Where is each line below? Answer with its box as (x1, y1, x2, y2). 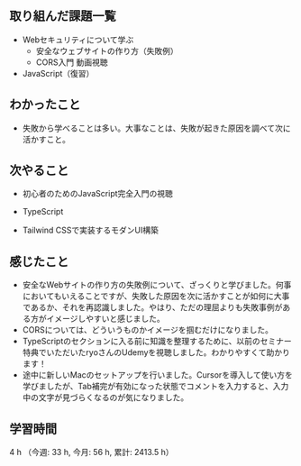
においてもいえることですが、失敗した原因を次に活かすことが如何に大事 (22, 291, 290, 302)
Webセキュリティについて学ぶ (22, 34, 134, 45)
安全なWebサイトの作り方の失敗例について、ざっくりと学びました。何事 (22, 279, 292, 290)
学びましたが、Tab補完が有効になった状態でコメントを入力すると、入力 (22, 381, 289, 392)
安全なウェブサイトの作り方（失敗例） (35, 45, 178, 56)
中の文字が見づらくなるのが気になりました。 (22, 392, 189, 403)
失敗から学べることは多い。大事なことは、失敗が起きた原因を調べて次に (22, 123, 291, 133)
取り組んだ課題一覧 (9, 8, 116, 24)
